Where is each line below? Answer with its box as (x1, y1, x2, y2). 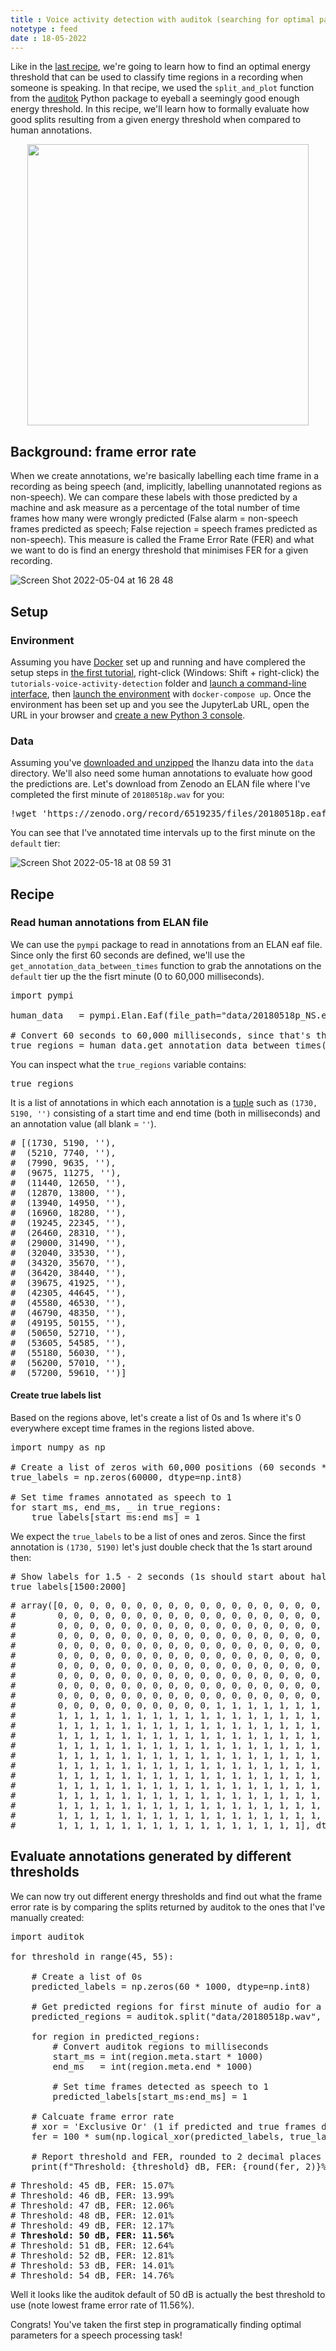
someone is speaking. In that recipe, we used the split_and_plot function (10, 82, 315, 94)
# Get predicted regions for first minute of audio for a (31, 2001, 322, 2012)
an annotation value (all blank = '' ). (10, 1117, 157, 1130)
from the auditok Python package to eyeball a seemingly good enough (10, 92, 300, 105)
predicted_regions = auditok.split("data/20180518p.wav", (31, 2011, 322, 2022)
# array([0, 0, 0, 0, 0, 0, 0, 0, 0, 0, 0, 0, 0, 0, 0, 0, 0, (10, 1600, 322, 1611)
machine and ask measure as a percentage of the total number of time (10, 502, 301, 514)
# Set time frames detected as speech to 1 (52, 2081, 270, 2092)
